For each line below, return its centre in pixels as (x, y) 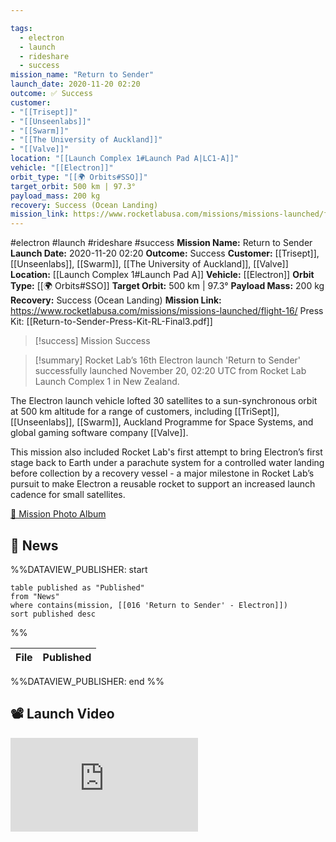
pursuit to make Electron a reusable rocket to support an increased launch (163, 484)
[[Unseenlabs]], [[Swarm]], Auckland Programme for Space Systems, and (162, 422)
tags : (21, 28)
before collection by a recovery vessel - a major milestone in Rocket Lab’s (162, 473)
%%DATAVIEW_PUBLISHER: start (79, 569)
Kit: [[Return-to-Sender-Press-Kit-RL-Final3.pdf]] (111, 322)
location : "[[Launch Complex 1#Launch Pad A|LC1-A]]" (125, 159)
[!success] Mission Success (92, 341)
